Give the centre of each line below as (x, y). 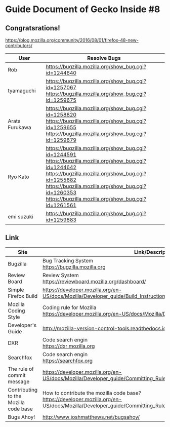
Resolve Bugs (104, 58)
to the (15, 396)
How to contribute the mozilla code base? (92, 393)
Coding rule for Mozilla (69, 307)
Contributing (23, 390)
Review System (61, 275)
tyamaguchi (22, 91)
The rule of (21, 369)
